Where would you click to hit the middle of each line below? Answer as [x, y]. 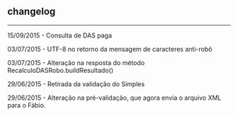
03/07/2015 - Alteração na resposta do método [76, 62]
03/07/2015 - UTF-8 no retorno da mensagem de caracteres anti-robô [110, 49]
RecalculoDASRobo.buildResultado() [61, 70]
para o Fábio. [27, 105]
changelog [32, 12]
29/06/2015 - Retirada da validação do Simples [76, 83]
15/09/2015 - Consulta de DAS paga [59, 35]
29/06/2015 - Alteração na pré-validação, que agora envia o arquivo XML [114, 98]
